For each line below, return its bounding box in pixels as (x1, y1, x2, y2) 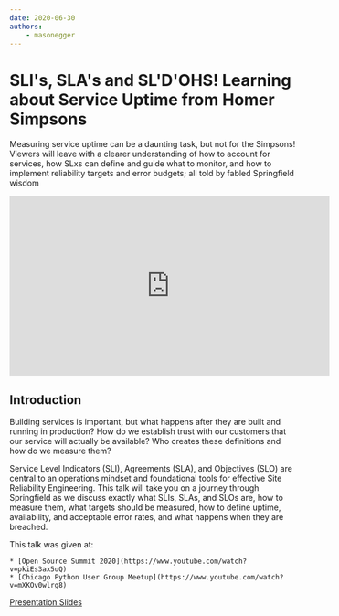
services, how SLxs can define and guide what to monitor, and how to (9, 158, 272, 169)
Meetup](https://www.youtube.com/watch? (127, 573, 284, 582)
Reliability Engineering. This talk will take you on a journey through (9, 483, 260, 494)
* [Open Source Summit (9, 557, 96, 567)
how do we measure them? (9, 445, 111, 457)
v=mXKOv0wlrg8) (9, 581, 68, 590)
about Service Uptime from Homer (9, 89, 276, 110)
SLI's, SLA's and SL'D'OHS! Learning (9, 69, 292, 90)
